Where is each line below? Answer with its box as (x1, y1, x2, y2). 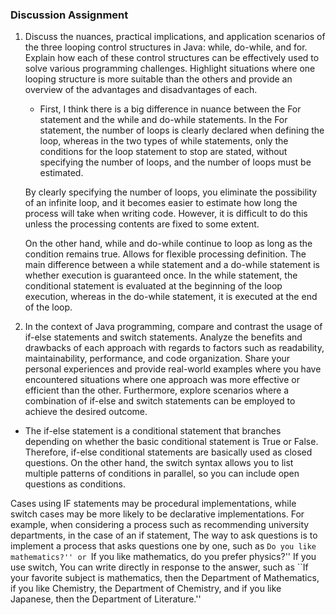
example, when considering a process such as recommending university (10, 519, 310, 531)
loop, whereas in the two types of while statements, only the (39, 135, 289, 147)
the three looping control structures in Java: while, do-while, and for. (24, 41, 308, 53)
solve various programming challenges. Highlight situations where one (24, 63, 316, 75)
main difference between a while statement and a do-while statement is (24, 259, 320, 271)
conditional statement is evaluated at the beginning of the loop (24, 280, 283, 292)
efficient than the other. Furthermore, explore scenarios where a (24, 384, 290, 397)
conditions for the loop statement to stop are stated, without (39, 146, 288, 158)
